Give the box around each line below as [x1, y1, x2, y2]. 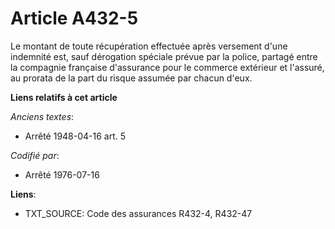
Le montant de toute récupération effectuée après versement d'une [10, 40, 288, 52]
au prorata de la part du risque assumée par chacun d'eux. [10, 72, 253, 84]
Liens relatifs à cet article [10, 91, 118, 103]
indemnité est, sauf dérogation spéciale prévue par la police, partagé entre [10, 50, 318, 62]
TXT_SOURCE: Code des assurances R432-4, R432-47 [24, 207, 253, 219]
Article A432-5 [10, 7, 139, 30]
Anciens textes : [10, 110, 75, 122]
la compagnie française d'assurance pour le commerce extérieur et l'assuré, [10, 61, 325, 73]
